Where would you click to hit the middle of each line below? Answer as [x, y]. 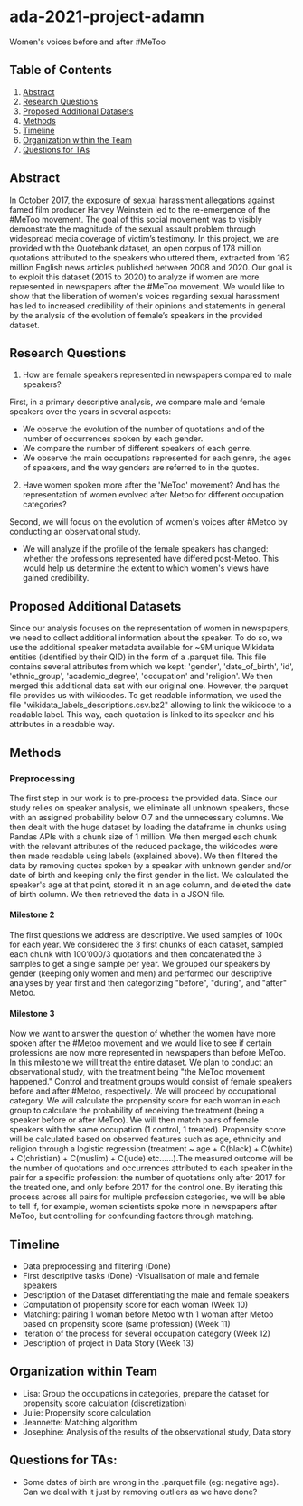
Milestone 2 [32, 914]
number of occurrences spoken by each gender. [113, 439]
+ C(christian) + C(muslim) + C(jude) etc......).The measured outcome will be [151, 1159]
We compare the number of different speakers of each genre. [137, 449]
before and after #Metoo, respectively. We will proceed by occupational [143, 1091]
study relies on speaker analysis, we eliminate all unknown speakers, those [149, 808]
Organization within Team [84, 1372]
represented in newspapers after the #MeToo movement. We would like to [147, 286]
